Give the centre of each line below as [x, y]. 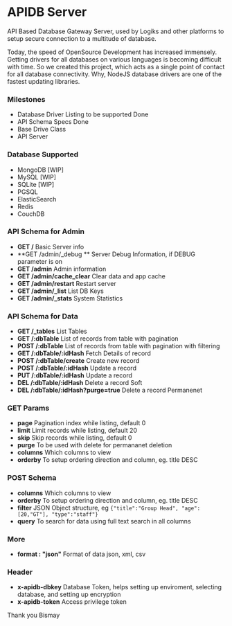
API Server [33, 136]
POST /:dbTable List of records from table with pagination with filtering [118, 346]
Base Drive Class [42, 129]
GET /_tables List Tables [52, 331]
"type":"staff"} [75, 514]
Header [20, 572]
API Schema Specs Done [53, 122]
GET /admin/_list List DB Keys [60, 291]
